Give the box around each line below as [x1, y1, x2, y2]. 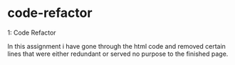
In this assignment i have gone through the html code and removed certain [7, 42, 226, 50]
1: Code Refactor [7, 28, 56, 37]
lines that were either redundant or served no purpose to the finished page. [7, 49, 229, 58]
